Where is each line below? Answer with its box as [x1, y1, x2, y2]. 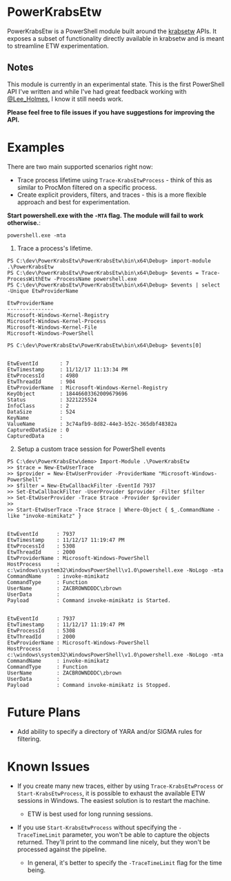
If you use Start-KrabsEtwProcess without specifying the [17, 823, 177, 831]
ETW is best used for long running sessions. [27, 809, 153, 818]
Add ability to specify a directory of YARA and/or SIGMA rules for [17, 727, 203, 735]
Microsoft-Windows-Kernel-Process [7, 318, 107, 325]
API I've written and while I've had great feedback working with [7, 87, 187, 95]
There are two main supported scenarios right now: [7, 162, 153, 171]
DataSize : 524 [7, 408, 76, 415]
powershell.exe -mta [7, 232, 67, 239]
